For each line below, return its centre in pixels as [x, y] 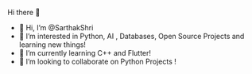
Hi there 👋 [24, 12]
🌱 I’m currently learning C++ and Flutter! [85, 53]
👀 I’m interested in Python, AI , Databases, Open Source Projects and [132, 36]
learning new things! [52, 45]
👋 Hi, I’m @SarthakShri [56, 27]
